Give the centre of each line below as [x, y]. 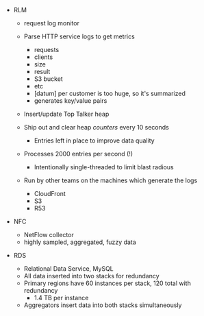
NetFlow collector [49, 235]
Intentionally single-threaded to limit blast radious [104, 167]
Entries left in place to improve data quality [94, 141]
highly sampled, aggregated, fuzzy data [80, 242]
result [42, 72]
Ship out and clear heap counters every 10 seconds [96, 127]
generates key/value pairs [71, 101]
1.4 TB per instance [61, 298]
